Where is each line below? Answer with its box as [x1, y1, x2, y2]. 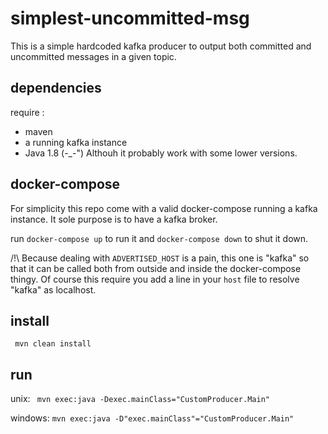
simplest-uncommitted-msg [10, 7, 250, 30]
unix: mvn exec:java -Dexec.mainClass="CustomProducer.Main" [10, 393, 270, 405]
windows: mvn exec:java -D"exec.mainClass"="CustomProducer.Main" [10, 412, 295, 424]
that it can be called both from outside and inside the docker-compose [10, 262, 302, 274]
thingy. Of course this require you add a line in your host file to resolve [10, 273, 300, 285]
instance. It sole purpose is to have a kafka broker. [10, 213, 218, 225]
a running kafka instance [24, 136, 128, 148]
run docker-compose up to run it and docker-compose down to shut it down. [10, 232, 309, 244]
